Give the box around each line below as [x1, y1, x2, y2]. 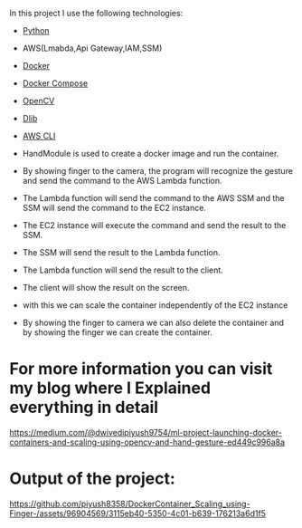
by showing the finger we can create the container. [22, 327, 212, 338]
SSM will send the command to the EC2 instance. [22, 203, 206, 213]
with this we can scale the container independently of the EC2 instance [22, 300, 288, 311]
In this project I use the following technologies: [9, 8, 184, 18]
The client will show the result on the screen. [22, 283, 190, 293]
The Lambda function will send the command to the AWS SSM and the [22, 193, 285, 203]
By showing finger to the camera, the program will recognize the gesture [22, 166, 294, 176]
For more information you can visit [9, 359, 273, 379]
